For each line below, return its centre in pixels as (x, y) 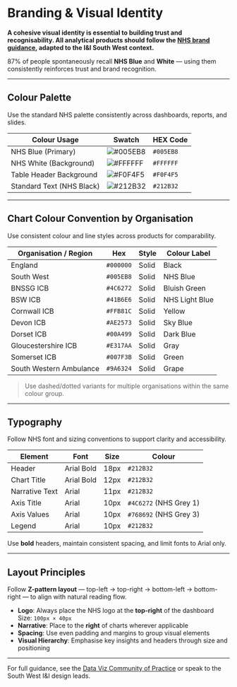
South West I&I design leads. (49, 676)
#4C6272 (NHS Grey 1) (163, 503)
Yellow (174, 311)
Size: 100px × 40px (44, 618)
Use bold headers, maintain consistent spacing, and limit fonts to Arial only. (117, 544)
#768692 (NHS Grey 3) (163, 515)
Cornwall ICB (32, 311)
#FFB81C (119, 311)
